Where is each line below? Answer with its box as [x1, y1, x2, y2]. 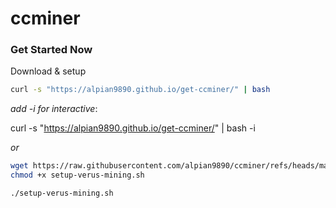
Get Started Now [10, 43, 93, 57]
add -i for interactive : [10, 103, 98, 115]
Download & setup [10, 65, 87, 77]
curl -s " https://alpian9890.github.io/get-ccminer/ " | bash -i [10, 122, 256, 134]
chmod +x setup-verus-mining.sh [10, 170, 145, 181]
